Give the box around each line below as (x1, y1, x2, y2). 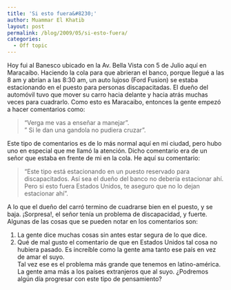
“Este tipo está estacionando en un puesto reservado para (23, 167, 190, 175)
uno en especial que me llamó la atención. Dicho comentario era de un (7, 146, 208, 155)
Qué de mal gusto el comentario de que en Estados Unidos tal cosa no (17, 238, 218, 246)
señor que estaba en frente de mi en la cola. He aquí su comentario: (7, 154, 200, 162)
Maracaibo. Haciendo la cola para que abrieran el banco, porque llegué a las (7, 68, 225, 77)
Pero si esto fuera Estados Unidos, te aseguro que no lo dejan (23, 182, 200, 190)
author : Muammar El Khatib (7, 17, 85, 23)
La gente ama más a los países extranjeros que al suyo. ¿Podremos (17, 267, 209, 275)
